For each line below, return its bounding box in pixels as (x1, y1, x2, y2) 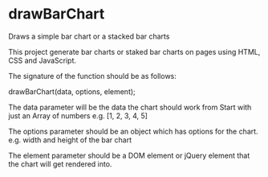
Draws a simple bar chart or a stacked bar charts (8, 31, 170, 41)
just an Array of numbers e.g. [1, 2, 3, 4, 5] (8, 110, 148, 121)
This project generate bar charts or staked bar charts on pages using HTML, (8, 47, 261, 56)
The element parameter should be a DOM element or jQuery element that (8, 150, 250, 160)
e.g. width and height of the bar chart (8, 134, 132, 145)
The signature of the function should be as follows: (8, 71, 177, 80)
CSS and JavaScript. (8, 56, 77, 65)
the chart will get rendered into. (8, 158, 112, 169)
